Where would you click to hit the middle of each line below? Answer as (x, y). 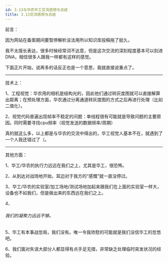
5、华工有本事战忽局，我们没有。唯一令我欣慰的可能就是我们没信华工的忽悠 (83, 232)
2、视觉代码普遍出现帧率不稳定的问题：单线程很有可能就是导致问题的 (77, 116)
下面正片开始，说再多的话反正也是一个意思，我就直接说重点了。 (71, 67)
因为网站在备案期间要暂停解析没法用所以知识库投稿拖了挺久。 (69, 40)
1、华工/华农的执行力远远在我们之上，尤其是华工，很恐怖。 (66, 165)
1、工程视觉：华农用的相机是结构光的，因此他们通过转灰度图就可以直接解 (80, 93)
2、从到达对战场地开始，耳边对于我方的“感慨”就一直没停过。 (67, 176)
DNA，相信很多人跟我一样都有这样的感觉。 (49, 57)
